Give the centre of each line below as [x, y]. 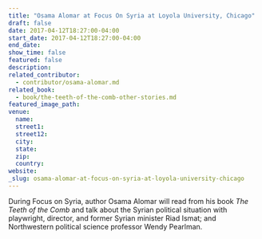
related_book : [32, 90]
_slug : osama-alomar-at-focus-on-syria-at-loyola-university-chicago [127, 179]
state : [26, 149]
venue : [19, 112]
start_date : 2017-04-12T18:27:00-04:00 [75, 38]
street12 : [32, 134]
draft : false [30, 23]
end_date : [25, 45]
